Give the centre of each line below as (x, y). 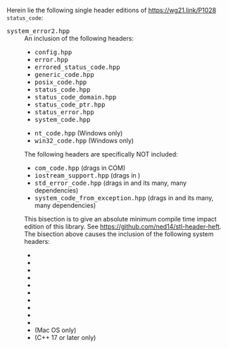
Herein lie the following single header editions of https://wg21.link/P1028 (112, 10)
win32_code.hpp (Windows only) (84, 141)
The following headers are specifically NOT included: (101, 154)
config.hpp (53, 52)
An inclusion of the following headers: (79, 38)
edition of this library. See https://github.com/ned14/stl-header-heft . (123, 226)
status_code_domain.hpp (75, 97)
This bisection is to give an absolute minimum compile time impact (121, 219)
